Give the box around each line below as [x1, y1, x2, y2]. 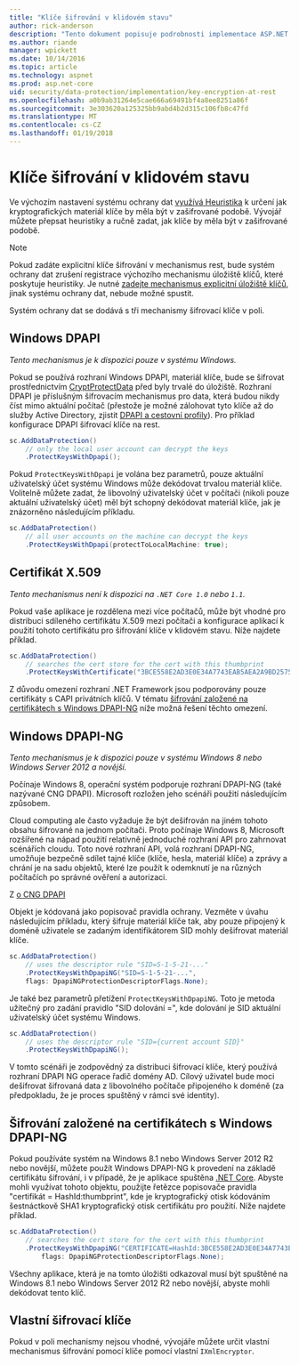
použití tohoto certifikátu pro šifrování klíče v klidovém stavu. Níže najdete [9, 625, 281, 635]
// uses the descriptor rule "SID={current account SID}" [25, 1038, 245, 1046]
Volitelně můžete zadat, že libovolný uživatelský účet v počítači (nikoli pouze [9, 488, 290, 498]
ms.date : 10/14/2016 [9, 54, 86, 63]
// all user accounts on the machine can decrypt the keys [25, 532, 249, 541]
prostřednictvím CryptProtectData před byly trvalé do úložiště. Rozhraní [9, 381, 272, 392]
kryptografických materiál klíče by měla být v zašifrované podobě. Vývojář [9, 206, 282, 216]
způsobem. [9, 798, 51, 809]
